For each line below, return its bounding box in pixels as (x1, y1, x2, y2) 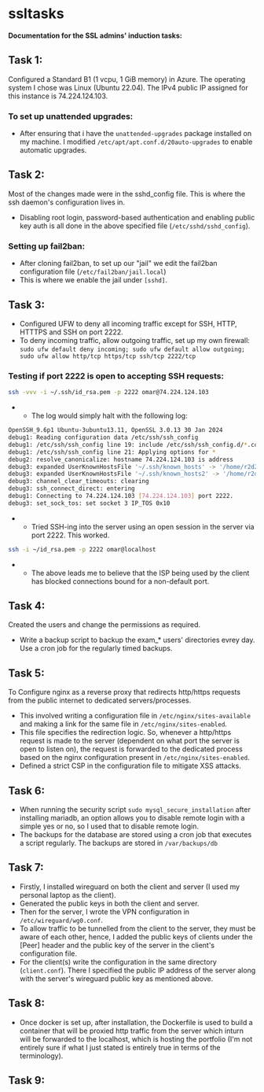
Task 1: (8, 53, 43, 67)
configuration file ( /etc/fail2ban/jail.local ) (19, 267, 167, 276)
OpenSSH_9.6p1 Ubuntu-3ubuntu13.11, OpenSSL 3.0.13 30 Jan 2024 (8, 426, 223, 434)
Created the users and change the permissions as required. (8, 620, 201, 629)
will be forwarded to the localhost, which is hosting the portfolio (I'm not (19, 1034, 253, 1043)
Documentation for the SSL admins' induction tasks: (8, 31, 182, 40)
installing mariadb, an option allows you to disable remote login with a (19, 813, 245, 823)
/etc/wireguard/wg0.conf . (19, 915, 104, 924)
